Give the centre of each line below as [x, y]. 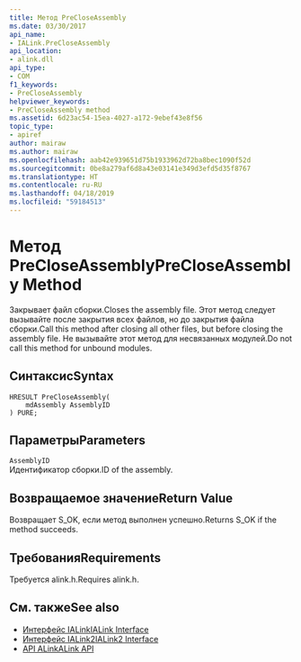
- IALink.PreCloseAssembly [60, 43]
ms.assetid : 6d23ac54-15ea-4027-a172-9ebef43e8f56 [106, 118]
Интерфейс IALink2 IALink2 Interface [90, 639]
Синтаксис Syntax [62, 376]
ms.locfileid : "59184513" [58, 202]
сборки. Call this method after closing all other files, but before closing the [146, 329]
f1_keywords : [34, 85]
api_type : [28, 68]
